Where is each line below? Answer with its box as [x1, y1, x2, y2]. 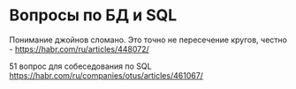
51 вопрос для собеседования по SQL [9, 61, 152, 71]
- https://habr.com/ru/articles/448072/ [9, 43, 149, 54]
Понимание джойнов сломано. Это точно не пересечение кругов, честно [9, 34, 287, 45]
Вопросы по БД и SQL [9, 5, 178, 26]
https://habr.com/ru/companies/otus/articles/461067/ [9, 70, 203, 80]
